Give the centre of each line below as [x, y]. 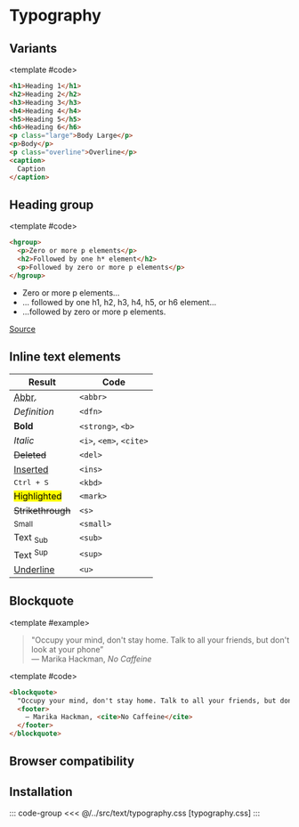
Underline [34, 570]
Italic [24, 440]
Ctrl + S [31, 482]
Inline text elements [65, 357]
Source [22, 328]
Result [42, 382]
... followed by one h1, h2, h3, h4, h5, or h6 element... [119, 302]
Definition [34, 411]
